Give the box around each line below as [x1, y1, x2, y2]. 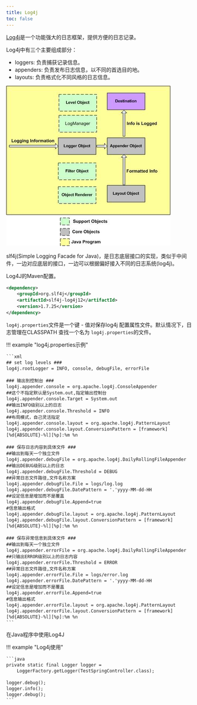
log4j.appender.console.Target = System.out [6, 396, 118, 402]
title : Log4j [6, 9, 38, 15]
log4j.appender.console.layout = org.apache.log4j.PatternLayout [6, 420, 170, 426]
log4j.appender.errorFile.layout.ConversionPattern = [6, 608, 142, 614]
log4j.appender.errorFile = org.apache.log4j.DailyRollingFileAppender [6, 547, 186, 553]
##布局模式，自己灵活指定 [6, 414, 60, 420]
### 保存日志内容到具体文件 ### [6, 444, 76, 450]
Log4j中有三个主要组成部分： [6, 46, 77, 53]
